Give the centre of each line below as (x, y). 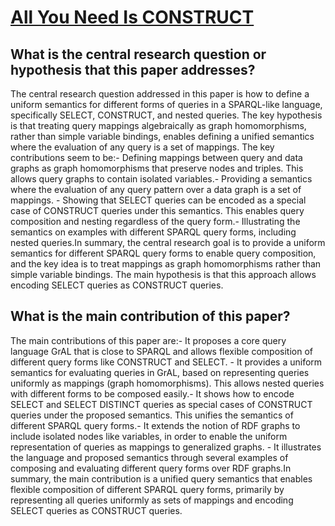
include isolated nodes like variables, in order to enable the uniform (149, 436)
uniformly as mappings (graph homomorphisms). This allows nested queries (167, 383)
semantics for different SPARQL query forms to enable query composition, (163, 253)
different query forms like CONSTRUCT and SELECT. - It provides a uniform (166, 362)
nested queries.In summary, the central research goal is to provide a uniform (168, 242)
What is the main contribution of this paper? (150, 316)
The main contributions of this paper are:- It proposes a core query (148, 340)
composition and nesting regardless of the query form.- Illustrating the (155, 221)
